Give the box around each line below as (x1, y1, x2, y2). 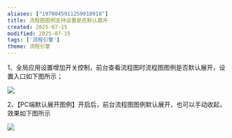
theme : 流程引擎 (7, 43, 51, 50)
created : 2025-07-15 (7, 23, 68, 30)
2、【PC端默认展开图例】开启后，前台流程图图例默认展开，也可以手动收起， (7, 100, 226, 108)
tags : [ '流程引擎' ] (7, 37, 60, 44)
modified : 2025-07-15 (7, 30, 71, 37)
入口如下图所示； (13, 72, 63, 80)
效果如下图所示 (7, 109, 51, 117)
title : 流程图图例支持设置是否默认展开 (7, 17, 108, 24)
